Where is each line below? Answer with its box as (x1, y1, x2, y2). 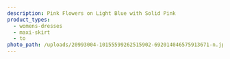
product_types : (7, 16, 51, 23)
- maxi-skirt (13, 28, 51, 36)
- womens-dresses (13, 22, 63, 29)
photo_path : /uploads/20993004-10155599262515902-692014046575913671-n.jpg (7, 41, 228, 48)
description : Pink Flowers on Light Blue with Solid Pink (7, 9, 176, 17)
